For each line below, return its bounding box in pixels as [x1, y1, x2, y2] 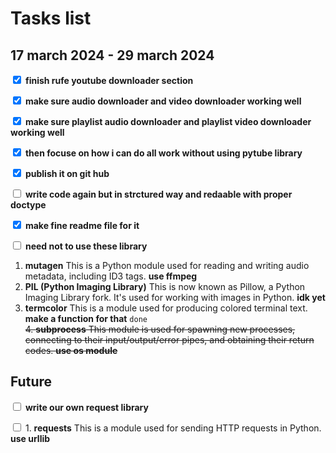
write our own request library [24, 401, 149, 413]
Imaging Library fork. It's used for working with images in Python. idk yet [24, 292, 326, 303]
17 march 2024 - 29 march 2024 [10, 47, 215, 64]
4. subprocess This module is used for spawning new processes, [24, 323, 296, 335]
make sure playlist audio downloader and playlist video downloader [24, 116, 312, 127]
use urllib [10, 432, 51, 444]
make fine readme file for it [24, 220, 140, 231]
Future [10, 373, 53, 391]
